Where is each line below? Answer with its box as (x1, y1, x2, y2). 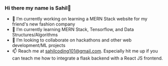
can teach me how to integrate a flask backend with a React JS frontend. (12, 55, 163, 61)
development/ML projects (12, 42, 66, 48)
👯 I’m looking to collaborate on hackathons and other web (12, 37, 132, 43)
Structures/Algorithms (12, 32, 58, 38)
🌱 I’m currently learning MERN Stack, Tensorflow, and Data (12, 26, 134, 32)
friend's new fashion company (12, 21, 75, 27)
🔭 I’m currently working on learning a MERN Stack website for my (12, 16, 148, 22)
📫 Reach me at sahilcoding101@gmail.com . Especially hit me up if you (12, 48, 158, 54)
